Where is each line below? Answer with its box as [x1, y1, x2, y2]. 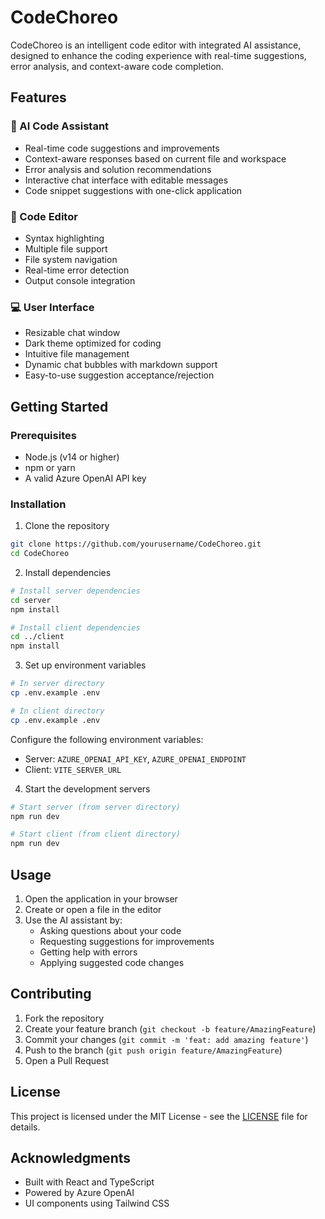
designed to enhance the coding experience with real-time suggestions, [10, 49, 307, 61]
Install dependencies [24, 566, 112, 578]
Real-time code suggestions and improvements [24, 142, 220, 154]
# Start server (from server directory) [10, 802, 182, 812]
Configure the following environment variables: [10, 733, 204, 745]
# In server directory [10, 679, 105, 689]
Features [10, 89, 67, 106]
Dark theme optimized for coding [24, 337, 162, 350]
